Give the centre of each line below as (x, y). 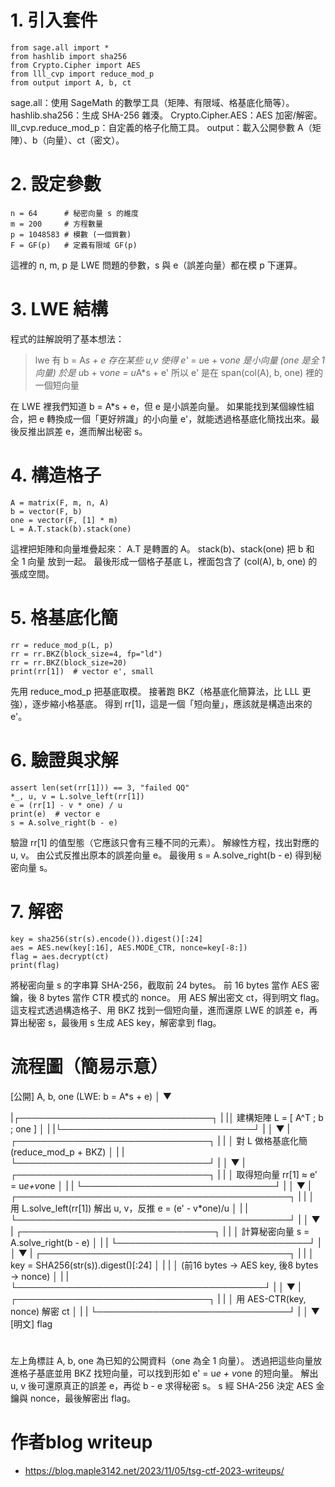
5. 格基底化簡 (64, 617)
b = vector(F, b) (46, 511)
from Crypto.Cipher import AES (75, 65)
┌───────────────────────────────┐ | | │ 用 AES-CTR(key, (158, 1298)
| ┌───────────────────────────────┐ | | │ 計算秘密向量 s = (160, 1231)
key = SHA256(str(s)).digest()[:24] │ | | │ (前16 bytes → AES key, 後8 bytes (164, 1265)
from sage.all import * (60, 47)
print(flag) (35, 965)
